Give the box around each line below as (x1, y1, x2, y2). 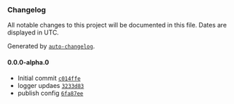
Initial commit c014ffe (17, 74, 81, 82)
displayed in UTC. (7, 28, 59, 37)
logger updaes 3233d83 (17, 81, 85, 89)
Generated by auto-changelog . (7, 42, 95, 51)
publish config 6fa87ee (17, 89, 83, 97)
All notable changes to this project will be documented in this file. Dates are (7, 21, 228, 30)
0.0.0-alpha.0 (7, 58, 49, 66)
